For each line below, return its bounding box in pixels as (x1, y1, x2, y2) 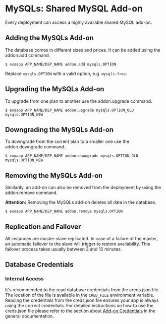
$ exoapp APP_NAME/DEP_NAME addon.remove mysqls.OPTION (5, 209, 123, 214)
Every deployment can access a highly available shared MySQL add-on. (5, 19, 152, 25)
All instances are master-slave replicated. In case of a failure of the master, (5, 236, 158, 241)
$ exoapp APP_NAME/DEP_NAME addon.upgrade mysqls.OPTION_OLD (5, 108, 134, 113)
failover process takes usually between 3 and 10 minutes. (5, 246, 122, 252)
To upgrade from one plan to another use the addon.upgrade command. (5, 98, 152, 104)
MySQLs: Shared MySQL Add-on (5, 3, 143, 14)
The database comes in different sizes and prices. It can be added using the (5, 47, 161, 53)
